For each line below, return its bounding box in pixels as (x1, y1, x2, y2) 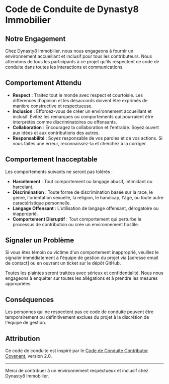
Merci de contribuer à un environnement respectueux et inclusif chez (5, 368, 149, 374)
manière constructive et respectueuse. (12, 103, 93, 109)
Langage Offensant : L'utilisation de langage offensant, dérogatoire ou (12, 205, 159, 211)
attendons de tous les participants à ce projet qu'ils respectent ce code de (5, 59, 159, 64)
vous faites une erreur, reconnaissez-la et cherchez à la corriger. (12, 140, 147, 146)
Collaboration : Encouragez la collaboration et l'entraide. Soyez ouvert (12, 124, 159, 130)
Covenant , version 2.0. (5, 353, 52, 359)
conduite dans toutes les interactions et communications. (5, 64, 124, 70)
